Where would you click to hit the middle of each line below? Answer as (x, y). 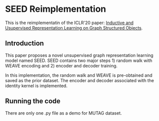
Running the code (33, 101)
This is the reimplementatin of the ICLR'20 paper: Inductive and (69, 23)
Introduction (25, 44)
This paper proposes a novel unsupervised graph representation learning (79, 55)
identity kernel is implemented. (36, 86)
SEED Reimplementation (56, 9)
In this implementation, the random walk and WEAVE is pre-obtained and (79, 75)
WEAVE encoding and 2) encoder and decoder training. (61, 65)
